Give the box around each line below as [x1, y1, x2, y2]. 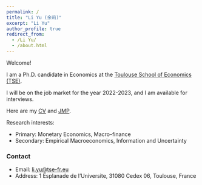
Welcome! [6, 59, 32, 67]
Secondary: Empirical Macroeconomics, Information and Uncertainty [15, 137, 187, 144]
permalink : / [6, 8, 39, 15]
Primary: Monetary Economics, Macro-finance [15, 131, 132, 138]
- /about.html [12, 43, 47, 49]
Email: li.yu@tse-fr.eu [15, 166, 69, 173]
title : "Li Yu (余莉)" [6, 15, 62, 21]
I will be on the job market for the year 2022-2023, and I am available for [6, 89, 188, 96]
